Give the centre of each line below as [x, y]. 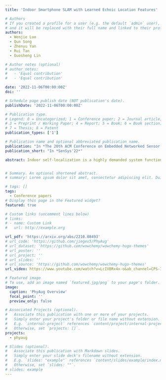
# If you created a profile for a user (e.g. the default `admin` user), [83, 23]
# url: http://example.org [35, 228]
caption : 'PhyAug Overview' [39, 292]
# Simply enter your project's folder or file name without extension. [83, 319]
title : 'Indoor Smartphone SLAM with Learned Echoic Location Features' [82, 10]
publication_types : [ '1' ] [32, 133]
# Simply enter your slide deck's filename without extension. [74, 356]
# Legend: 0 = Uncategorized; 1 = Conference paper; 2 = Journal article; [84, 119]
